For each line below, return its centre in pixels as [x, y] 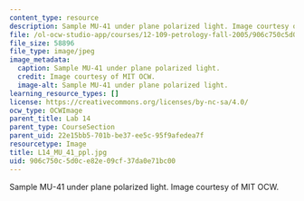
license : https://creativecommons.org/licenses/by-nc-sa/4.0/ [129, 102]
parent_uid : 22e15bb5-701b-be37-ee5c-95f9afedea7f [107, 136]
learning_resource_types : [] [64, 93]
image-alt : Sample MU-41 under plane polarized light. [123, 85]
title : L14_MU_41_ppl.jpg [58, 152]
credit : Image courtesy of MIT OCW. [86, 77]
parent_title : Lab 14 [50, 119]
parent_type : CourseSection [62, 128]
